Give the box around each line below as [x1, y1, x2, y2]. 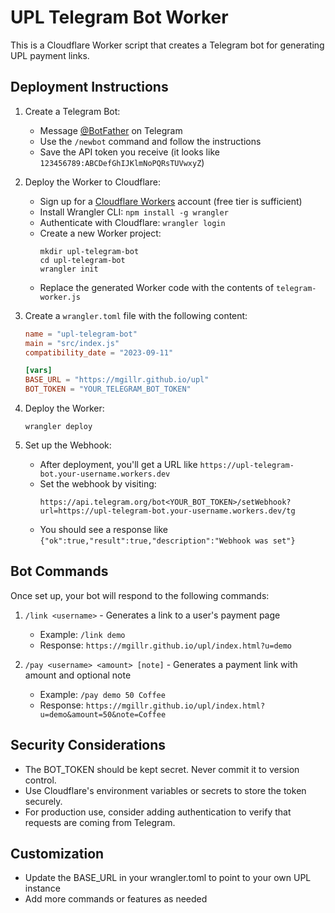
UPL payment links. [10, 49, 90, 61]
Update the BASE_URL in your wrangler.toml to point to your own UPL [24, 872, 312, 884]
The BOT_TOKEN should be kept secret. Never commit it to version [24, 763, 300, 775]
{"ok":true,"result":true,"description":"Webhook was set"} [39, 536, 296, 546]
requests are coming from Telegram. [24, 816, 176, 828]
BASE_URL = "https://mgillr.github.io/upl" [24, 375, 210, 385]
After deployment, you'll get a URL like [39, 459, 198, 470]
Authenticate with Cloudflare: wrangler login [39, 216, 226, 228]
